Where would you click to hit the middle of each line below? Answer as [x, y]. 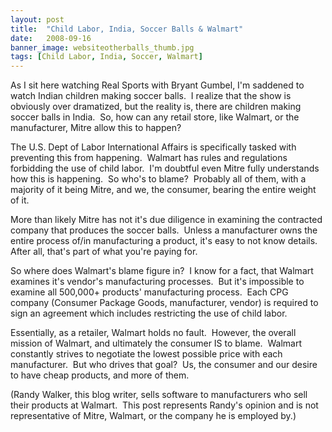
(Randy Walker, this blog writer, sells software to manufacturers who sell [159, 395]
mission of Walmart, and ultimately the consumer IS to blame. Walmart [156, 343]
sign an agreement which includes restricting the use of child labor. [149, 313]
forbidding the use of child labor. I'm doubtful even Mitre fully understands [165, 168]
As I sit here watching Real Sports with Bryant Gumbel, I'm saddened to [157, 85]
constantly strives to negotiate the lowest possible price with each [146, 354]
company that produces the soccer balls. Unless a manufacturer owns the [164, 230]
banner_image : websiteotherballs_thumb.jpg [102, 47]
